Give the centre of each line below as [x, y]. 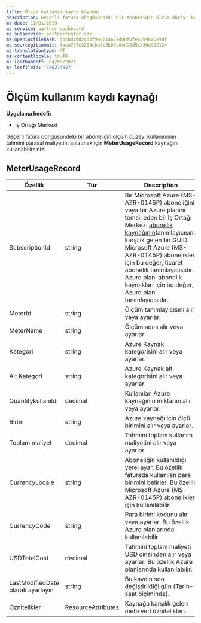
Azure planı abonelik [153, 278]
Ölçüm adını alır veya [154, 327]
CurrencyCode [30, 526]
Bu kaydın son [144, 579]
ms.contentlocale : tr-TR [37, 56]
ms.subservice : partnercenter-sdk [49, 34]
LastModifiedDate [34, 583]
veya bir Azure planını [155, 210]
